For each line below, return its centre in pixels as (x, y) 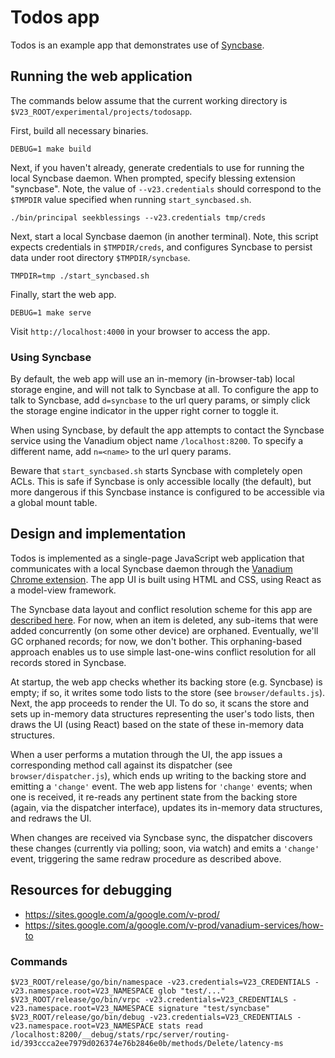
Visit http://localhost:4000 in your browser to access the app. (140, 331)
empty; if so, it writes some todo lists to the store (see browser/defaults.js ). (168, 692)
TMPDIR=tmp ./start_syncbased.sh (80, 276)
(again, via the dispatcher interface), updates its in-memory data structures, (166, 807)
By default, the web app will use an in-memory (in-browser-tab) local (152, 379)
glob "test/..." (192, 991)
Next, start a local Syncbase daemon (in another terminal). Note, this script (164, 236)
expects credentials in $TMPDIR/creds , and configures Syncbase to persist (161, 247)
